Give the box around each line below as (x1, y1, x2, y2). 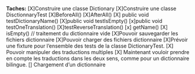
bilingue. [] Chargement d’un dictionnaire (6, 61, 106, 68)
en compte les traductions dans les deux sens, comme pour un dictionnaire (6, 55, 190, 62)
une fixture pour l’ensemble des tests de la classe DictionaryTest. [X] (6, 42, 174, 49)
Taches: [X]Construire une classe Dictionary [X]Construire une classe (6, 5, 177, 12)
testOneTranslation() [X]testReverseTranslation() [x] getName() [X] (6, 23, 168, 31)
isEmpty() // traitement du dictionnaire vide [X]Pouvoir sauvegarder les (6, 30, 178, 37)
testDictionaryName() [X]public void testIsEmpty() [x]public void (6, 18, 162, 24)
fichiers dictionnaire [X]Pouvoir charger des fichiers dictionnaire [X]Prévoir (6, 36, 188, 43)
